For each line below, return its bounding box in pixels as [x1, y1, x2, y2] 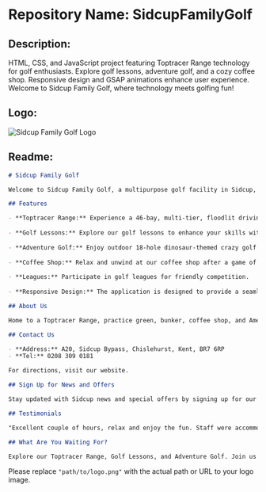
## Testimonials [8, 410, 62, 418]
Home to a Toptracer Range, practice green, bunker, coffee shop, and [8, 316, 246, 324]
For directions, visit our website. [8, 367, 129, 375]
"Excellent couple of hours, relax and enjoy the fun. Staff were [8, 424, 232, 432]
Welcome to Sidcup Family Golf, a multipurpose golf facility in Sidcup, [8, 185, 257, 193]
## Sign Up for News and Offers [8, 381, 115, 389]
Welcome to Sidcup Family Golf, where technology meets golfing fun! [8, 83, 234, 93]
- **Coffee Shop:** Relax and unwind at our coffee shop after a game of [8, 258, 257, 266]
